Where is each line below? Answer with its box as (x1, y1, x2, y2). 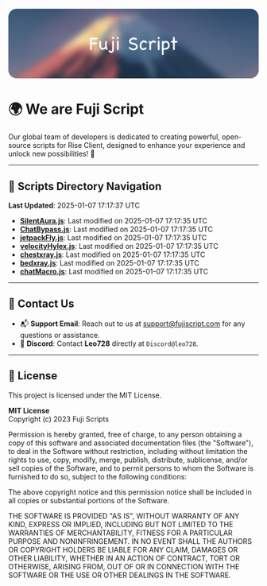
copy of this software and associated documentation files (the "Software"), (8, 438, 254, 448)
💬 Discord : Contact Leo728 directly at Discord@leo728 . (19, 339, 199, 348)
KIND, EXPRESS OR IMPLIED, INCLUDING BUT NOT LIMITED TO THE (8, 519, 234, 529)
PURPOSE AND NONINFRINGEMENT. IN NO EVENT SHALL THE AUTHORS (8, 536, 253, 545)
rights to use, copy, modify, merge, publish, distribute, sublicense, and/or (8, 455, 248, 464)
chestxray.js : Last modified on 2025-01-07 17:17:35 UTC (19, 250, 206, 259)
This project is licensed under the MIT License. (8, 390, 162, 400)
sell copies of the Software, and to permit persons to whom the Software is (8, 463, 254, 473)
